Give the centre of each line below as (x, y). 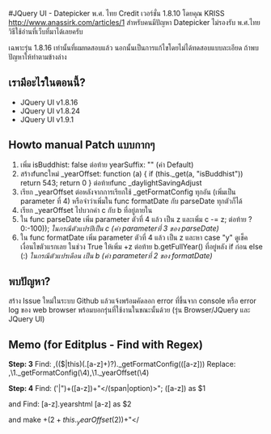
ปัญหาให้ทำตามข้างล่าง (38, 57)
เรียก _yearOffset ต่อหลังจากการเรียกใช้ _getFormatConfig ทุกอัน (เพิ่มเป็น (128, 192)
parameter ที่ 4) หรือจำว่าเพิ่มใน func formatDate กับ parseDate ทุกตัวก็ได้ (131, 201)
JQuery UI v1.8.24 (50, 111)
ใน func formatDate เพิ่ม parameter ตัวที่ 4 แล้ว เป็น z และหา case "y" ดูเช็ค (134, 237)
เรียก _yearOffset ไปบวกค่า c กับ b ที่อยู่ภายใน (86, 210)
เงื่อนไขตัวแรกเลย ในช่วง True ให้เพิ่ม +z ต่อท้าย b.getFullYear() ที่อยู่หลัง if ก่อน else (141, 246)
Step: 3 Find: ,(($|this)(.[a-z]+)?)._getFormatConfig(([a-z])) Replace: (122, 364)
